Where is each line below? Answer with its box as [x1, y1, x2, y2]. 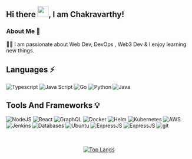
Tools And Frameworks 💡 [6, 100, 100, 110]
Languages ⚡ [6, 65, 55, 75]
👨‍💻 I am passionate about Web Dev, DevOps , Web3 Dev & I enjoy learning [6, 41, 187, 48]
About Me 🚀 [6, 27, 41, 35]
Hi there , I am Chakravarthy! [6, 9, 125, 19]
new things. [6, 47, 35, 54]
